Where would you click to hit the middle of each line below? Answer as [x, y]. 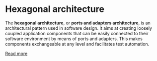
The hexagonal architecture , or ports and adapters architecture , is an [78, 23]
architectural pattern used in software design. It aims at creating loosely [79, 28]
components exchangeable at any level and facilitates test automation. [77, 44]
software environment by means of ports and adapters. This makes [74, 39]
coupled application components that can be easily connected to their [77, 33]
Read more [16, 54]
